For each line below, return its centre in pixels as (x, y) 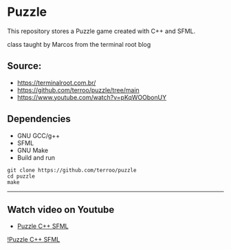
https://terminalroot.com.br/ (56, 83)
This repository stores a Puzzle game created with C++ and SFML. (101, 31)
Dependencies (39, 119)
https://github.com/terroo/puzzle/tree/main (78, 90)
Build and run (36, 157)
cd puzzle (21, 176)
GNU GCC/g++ (38, 136)
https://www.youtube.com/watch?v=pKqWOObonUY (92, 97)
